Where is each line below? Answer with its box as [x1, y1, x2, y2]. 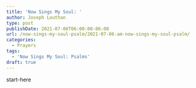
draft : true [6, 59, 36, 65]
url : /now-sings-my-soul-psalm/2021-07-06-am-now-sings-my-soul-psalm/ [6, 31, 190, 37]
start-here [6, 76, 31, 83]
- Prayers [11, 43, 36, 49]
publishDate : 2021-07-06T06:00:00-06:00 [6, 25, 110, 32]
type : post [6, 20, 34, 26]
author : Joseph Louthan [6, 14, 66, 20]
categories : [6, 37, 36, 43]
